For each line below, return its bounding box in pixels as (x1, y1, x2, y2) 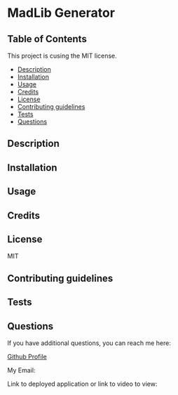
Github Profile (7, 352, 47, 361)
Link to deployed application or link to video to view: (7, 380, 158, 388)
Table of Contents (7, 33, 88, 45)
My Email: (7, 365, 36, 374)
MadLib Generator (7, 5, 116, 21)
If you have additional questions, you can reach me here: (7, 339, 172, 347)
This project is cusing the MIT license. (7, 51, 117, 60)
